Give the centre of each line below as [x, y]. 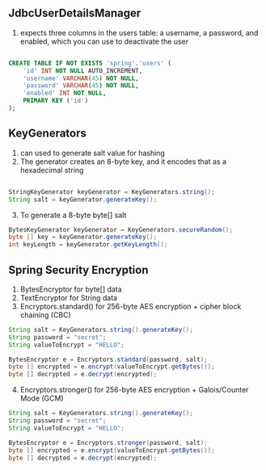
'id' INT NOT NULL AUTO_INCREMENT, [83, 71]
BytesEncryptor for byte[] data [71, 289]
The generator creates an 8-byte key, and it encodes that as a [123, 162]
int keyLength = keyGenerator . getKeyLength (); [88, 245]
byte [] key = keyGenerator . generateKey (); [83, 237]
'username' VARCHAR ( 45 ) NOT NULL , [81, 78]
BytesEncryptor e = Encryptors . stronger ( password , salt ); [108, 443]
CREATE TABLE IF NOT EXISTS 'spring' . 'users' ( [90, 63]
